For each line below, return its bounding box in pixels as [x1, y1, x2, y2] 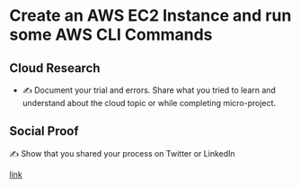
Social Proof [9, 123, 79, 139]
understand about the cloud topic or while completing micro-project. [22, 98, 277, 108]
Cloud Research [9, 60, 101, 76]
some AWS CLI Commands [9, 24, 213, 45]
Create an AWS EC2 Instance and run [9, 5, 292, 26]
